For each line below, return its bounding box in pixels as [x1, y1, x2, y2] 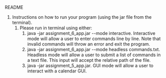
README [5, 5, 24, 10]
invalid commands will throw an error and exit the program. [27, 41, 150, 47]
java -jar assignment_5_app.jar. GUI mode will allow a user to [27, 63, 154, 68]
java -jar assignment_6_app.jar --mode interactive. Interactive [27, 30, 155, 36]
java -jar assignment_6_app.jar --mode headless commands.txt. [27, 47, 160, 52]
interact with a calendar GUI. [27, 68, 87, 74]
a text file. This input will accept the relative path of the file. [27, 57, 151, 63]
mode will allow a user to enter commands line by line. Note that [27, 35, 161, 42]
